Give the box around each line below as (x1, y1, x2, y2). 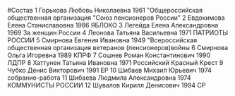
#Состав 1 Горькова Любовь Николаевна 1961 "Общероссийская (7, 6, 203, 14)
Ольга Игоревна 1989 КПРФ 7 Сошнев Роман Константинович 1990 (7, 51, 211, 59)
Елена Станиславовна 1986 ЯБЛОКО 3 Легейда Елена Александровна (7, 21, 219, 29)
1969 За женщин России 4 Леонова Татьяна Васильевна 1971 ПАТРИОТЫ (7, 28, 229, 37)
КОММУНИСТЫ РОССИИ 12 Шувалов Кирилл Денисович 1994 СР (7, 81, 206, 89)
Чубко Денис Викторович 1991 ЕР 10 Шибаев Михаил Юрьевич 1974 (7, 66, 212, 74)
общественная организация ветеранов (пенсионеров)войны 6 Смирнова (7, 44, 229, 52)
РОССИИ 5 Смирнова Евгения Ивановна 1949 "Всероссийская (7, 36, 198, 44)
